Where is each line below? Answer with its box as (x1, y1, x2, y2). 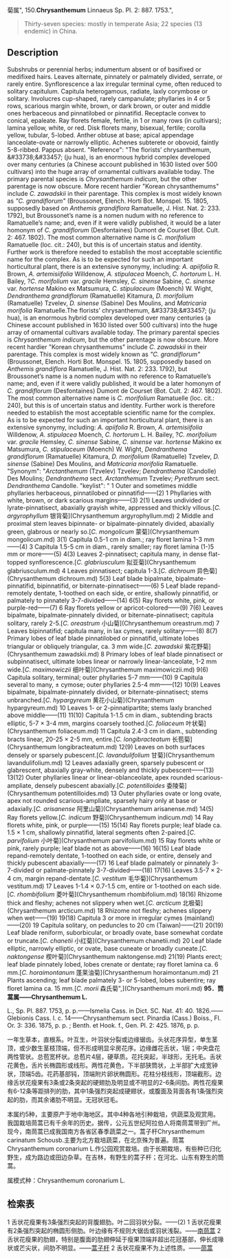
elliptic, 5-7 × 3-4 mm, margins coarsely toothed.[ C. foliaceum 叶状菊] (7, 719, 206, 727)
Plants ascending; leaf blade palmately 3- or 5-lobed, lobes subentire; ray (7, 975, 217, 984)
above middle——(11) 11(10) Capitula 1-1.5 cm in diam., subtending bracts (7, 711, 213, 719)
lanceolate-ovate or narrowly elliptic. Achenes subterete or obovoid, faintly (7, 138, 219, 146)
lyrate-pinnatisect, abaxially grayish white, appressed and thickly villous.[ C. (7, 503, 221, 511)
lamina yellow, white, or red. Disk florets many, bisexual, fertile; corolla (7, 123, 206, 132)
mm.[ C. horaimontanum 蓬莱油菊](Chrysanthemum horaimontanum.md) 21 (7, 968, 219, 976)
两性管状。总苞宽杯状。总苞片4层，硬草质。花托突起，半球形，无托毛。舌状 (7, 1052, 222, 1061)
